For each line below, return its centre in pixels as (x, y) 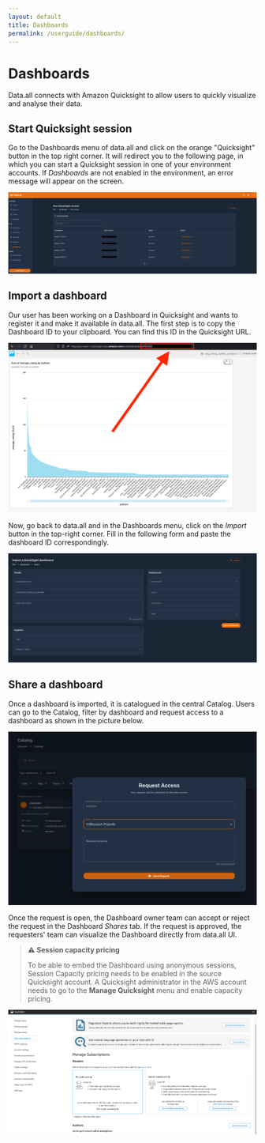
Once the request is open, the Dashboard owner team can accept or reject (129, 918)
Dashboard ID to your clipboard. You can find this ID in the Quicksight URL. (130, 331)
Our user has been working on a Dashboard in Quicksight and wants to (123, 315)
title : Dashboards (38, 25)
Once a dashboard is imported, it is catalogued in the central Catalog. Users (131, 704)
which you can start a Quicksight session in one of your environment (119, 164)
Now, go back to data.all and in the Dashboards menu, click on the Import (127, 526)
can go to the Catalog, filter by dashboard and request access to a (116, 712)
